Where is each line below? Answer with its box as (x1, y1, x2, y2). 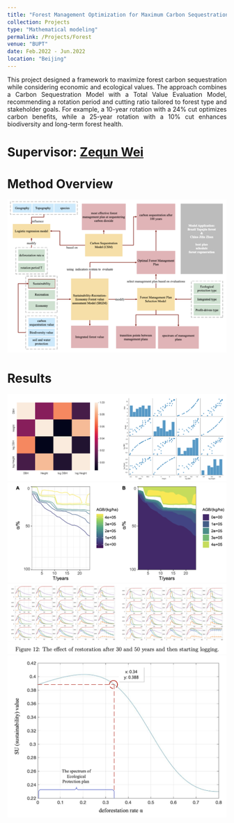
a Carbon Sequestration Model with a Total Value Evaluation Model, (7, 90, 227, 98)
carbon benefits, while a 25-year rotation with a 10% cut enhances (7, 112, 227, 121)
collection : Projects (7, 18, 70, 26)
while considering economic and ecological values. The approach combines (7, 82, 227, 91)
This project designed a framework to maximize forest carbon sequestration (7, 75, 227, 84)
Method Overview (7, 176, 114, 192)
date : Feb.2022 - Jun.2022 (7, 48, 86, 55)
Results (7, 370, 52, 386)
